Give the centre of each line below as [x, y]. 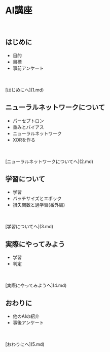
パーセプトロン [28, 121]
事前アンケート [28, 68]
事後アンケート [28, 322]
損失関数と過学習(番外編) [39, 205]
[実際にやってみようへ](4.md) [36, 285]
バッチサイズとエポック [37, 199]
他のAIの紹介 [26, 316]
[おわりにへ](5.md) [25, 344]
